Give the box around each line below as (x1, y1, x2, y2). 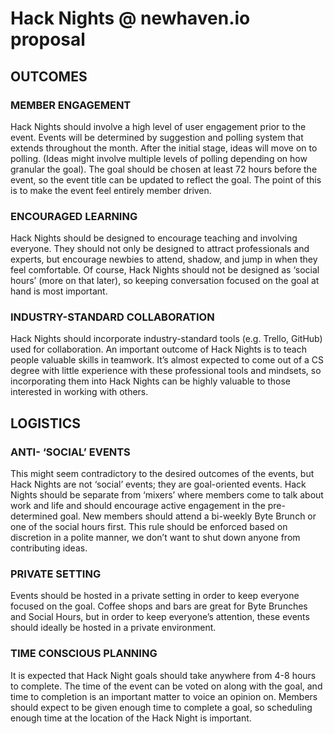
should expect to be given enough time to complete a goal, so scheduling (10, 701, 313, 713)
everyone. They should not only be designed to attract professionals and (10, 243, 310, 255)
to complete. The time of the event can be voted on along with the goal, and (10, 680, 323, 692)
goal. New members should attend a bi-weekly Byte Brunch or (59, 510, 317, 522)
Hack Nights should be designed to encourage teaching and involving (10, 232, 298, 244)
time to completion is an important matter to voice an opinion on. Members (10, 690, 318, 702)
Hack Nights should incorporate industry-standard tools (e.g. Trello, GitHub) (10, 333, 323, 345)
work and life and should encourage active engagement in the (10, 500, 266, 512)
